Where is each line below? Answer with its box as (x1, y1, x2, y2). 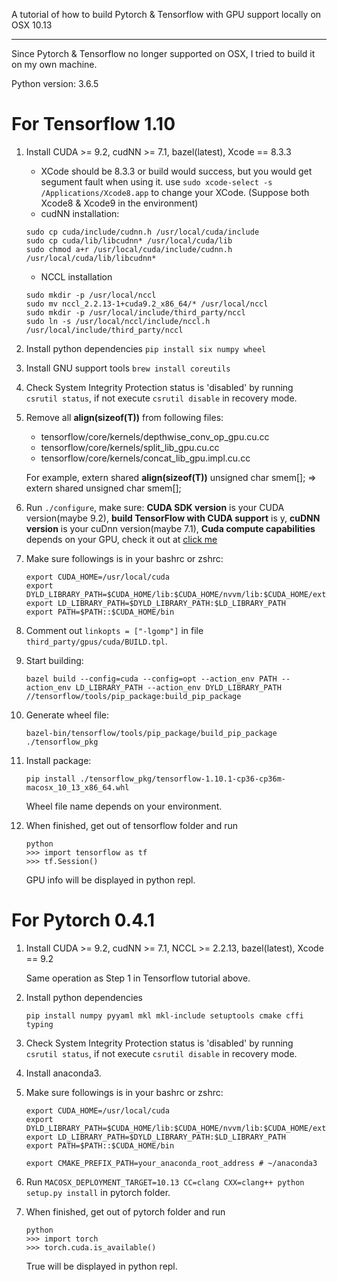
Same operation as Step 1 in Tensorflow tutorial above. (25, 972, 251, 984)
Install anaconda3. (25, 1067, 102, 1079)
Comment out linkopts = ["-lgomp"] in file (25, 624, 204, 636)
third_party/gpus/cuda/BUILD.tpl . (25, 635, 168, 647)
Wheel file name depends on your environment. (25, 800, 223, 812)
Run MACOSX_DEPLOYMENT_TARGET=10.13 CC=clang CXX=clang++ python (25, 1175, 305, 1188)
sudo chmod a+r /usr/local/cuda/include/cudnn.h (25, 244, 233, 254)
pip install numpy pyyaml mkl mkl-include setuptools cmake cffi (25, 1010, 304, 1021)
